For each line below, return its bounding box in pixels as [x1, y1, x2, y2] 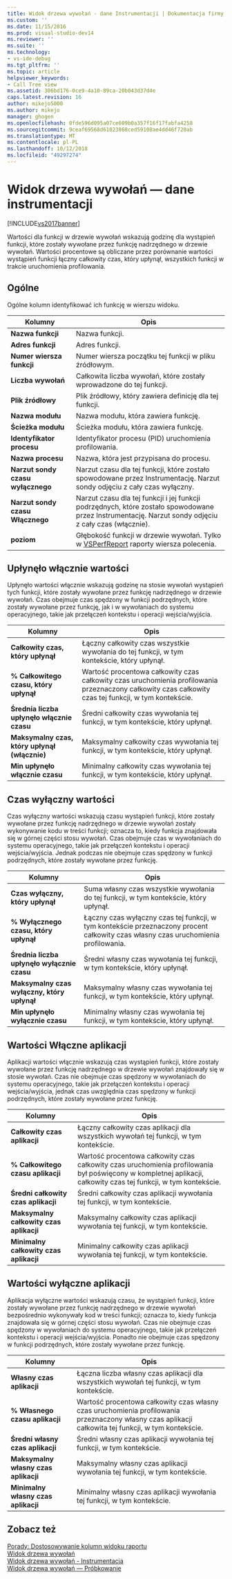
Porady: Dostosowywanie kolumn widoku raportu [7, 1542, 147, 1550]
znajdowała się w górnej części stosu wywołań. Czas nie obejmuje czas [7, 1318, 211, 1326]
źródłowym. [75, 359, 114, 369]
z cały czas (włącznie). [75, 519, 151, 528]
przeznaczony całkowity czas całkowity [81, 684, 211, 694]
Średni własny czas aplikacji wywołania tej [77, 1434, 214, 1444]
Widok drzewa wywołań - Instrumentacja [7, 1556, 124, 1565]
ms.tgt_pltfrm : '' [7, 62, 60, 69]
